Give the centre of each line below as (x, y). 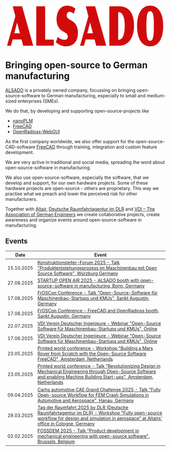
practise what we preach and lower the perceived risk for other (71, 194)
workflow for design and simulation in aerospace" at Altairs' (100, 418)
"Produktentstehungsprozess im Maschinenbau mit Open (97, 268)
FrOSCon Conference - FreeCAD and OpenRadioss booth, (98, 311)
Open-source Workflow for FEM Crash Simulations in (93, 395)
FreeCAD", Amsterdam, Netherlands (75, 359)
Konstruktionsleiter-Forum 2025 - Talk (79, 262)
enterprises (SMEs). (38, 101)
